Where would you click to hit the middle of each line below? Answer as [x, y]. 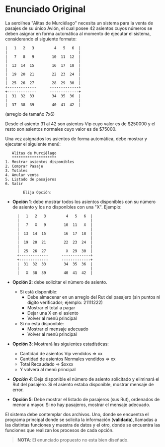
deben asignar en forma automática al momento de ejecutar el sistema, [78, 33]
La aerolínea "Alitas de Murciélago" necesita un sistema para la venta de [79, 23]
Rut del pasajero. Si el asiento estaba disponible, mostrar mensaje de [83, 384]
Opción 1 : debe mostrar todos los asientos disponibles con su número [84, 202]
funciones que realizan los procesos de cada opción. [59, 430]
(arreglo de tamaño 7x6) [30, 114]
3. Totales [16, 171]
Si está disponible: [39, 292]
